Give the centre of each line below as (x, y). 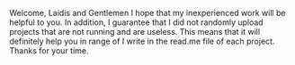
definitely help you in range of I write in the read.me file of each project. (142, 41)
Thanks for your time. (49, 51)
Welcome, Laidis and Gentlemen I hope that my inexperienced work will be (147, 13)
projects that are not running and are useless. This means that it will (135, 32)
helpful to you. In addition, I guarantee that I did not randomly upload (136, 22)
